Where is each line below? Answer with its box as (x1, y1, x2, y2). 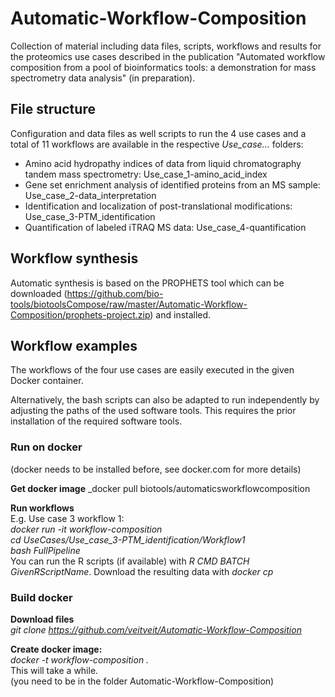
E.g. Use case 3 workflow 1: (10, 512, 125, 524)
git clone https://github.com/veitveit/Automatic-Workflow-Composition (10, 623, 302, 636)
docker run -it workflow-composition (10, 523, 163, 535)
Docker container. (10, 375, 84, 387)
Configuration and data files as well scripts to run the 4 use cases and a (10, 127, 307, 139)
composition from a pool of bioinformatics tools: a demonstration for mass (10, 61, 317, 73)
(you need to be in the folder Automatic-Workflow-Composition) (10, 675, 275, 687)
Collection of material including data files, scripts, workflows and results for (10, 40, 322, 52)
